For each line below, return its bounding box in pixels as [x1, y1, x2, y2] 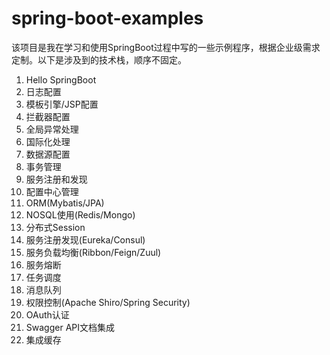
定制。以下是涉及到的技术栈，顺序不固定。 [11, 53, 187, 66]
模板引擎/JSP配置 [25, 98, 99, 110]
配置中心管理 [25, 185, 79, 197]
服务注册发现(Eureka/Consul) [25, 233, 146, 246]
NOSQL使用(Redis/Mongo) [25, 208, 136, 221]
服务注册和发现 [25, 173, 88, 185]
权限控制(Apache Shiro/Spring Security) [25, 296, 191, 308]
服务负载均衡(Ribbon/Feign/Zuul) [25, 246, 162, 258]
